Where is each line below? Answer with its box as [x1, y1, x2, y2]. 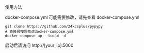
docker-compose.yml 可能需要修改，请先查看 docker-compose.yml [5, 14, 140, 20]
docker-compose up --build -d [5, 33, 66, 38]
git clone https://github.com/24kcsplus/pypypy [5, 24, 103, 29]
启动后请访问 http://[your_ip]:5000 [5, 42, 74, 48]
